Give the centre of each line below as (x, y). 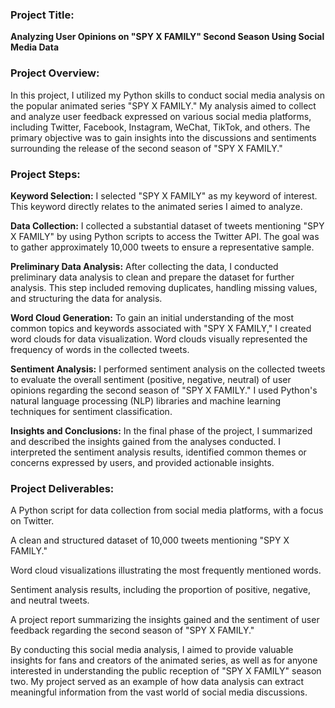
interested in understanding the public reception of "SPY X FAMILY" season (166, 671)
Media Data (35, 47)
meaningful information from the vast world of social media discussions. (159, 692)
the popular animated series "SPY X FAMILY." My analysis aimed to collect (163, 105)
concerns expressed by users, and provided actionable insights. (142, 462)
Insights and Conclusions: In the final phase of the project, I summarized (161, 430)
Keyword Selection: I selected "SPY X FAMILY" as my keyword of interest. (164, 195)
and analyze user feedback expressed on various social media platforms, (161, 116)
